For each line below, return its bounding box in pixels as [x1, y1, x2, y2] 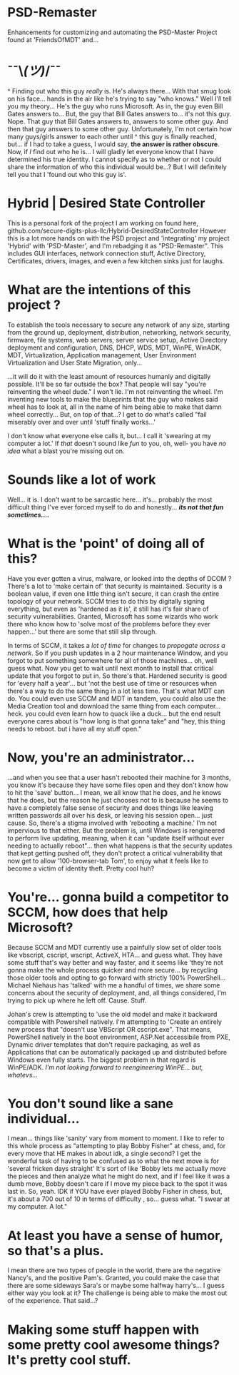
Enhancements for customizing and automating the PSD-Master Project [7, 28, 218, 36]
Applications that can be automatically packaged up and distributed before [7, 1047, 227, 1056]
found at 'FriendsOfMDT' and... [7, 35, 99, 44]
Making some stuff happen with [7, 1321, 200, 1338]
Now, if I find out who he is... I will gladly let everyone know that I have [7, 147, 214, 156]
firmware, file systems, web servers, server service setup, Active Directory [7, 335, 228, 344]
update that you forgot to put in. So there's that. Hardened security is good [7, 671, 227, 680]
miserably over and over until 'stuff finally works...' [7, 417, 156, 426]
